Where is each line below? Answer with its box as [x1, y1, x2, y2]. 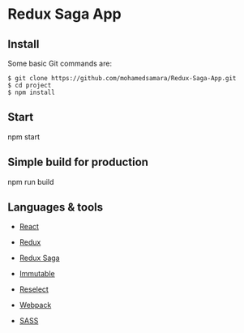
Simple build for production [7, 156, 149, 169]
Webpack [19, 301, 52, 310]
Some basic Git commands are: [7, 58, 113, 68]
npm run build [7, 177, 54, 186]
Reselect [19, 284, 49, 294]
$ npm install [7, 88, 56, 96]
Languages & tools [7, 200, 103, 215]
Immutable [19, 269, 55, 279]
